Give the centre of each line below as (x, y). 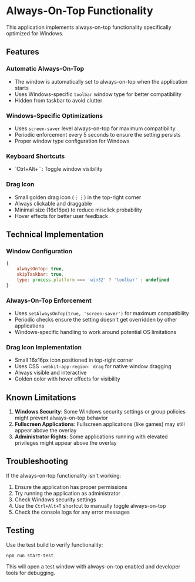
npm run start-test (30, 555)
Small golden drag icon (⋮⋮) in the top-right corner (78, 197)
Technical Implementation (55, 234)
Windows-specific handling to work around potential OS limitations (95, 332)
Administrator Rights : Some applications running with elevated (91, 436)
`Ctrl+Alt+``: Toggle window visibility (58, 169)
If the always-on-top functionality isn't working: (64, 475)
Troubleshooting (37, 462)
